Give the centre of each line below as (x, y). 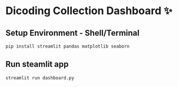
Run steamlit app (37, 64)
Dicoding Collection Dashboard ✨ (89, 11)
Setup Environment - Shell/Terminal (72, 33)
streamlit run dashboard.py (40, 78)
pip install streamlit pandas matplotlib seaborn (68, 46)
